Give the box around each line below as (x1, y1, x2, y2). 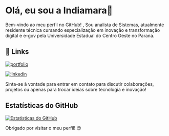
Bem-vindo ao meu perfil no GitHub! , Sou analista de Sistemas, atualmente (5, 22, 164, 28)
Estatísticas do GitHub (5, 101, 78, 110)
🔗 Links (5, 47, 29, 56)
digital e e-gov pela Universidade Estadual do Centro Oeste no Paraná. (5, 32, 155, 38)
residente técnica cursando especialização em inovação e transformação (5, 27, 160, 33)
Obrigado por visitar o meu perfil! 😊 (5, 125, 82, 131)
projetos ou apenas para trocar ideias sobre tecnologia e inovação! (5, 86, 147, 92)
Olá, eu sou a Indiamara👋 (5, 5, 113, 16)
